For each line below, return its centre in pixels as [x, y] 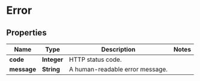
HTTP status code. [95, 59]
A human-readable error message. [118, 69]
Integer [52, 59]
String [51, 69]
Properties [27, 33]
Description [118, 49]
